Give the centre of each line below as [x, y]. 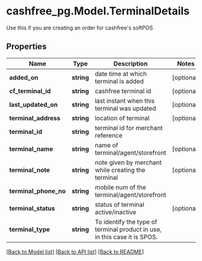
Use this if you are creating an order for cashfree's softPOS [80, 28]
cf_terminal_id [30, 91]
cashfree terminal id [123, 91]
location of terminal [122, 118]
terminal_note [29, 170]
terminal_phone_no [38, 191]
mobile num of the [120, 187]
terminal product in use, [128, 229]
